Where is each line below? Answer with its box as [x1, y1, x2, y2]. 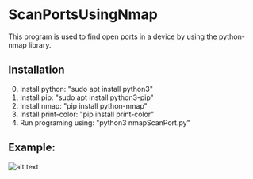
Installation [8, 63, 65, 77]
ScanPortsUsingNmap [8, 6, 159, 24]
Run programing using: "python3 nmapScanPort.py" [19, 117, 190, 128]
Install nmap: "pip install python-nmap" [19, 101, 148, 110]
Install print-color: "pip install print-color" [19, 109, 155, 119]
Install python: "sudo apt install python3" [19, 84, 153, 93]
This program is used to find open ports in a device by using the [8, 32, 217, 41]
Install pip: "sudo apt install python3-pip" [19, 93, 155, 102]
